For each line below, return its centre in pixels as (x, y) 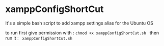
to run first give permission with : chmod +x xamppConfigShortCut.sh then (82, 32)
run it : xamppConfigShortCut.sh (39, 38)
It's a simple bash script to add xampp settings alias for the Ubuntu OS (79, 23)
